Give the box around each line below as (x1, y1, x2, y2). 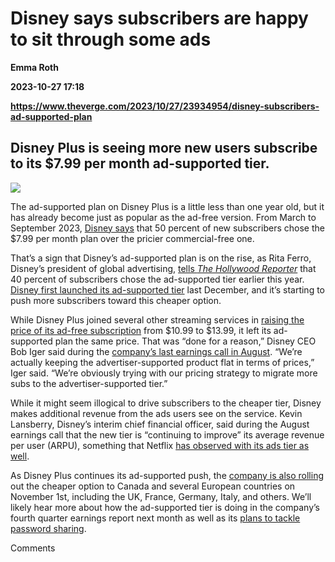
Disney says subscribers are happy (10, 7, 309, 30)
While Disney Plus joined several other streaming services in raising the (10, 313, 305, 326)
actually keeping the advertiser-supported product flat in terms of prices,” (10, 356, 315, 368)
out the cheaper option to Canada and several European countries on (10, 480, 296, 492)
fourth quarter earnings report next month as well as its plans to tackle (10, 512, 301, 524)
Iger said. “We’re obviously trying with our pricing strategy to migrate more (10, 367, 318, 379)
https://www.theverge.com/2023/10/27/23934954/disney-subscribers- (10, 100, 320, 112)
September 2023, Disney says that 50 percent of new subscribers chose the (10, 222, 325, 234)
